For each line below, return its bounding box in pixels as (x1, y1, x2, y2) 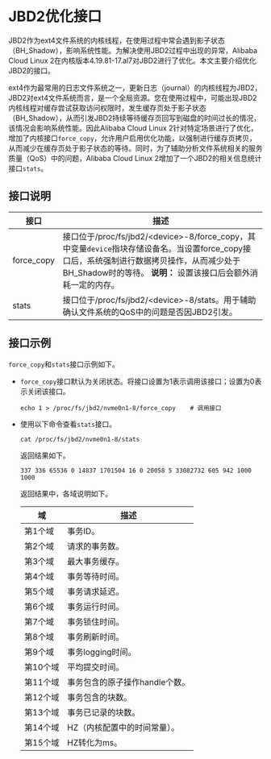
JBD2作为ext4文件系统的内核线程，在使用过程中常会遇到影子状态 (8, 35, 225, 45)
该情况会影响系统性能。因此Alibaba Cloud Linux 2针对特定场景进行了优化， (8, 122, 258, 133)
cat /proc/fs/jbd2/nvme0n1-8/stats (19, 435, 140, 443)
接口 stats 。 (8, 163, 48, 173)
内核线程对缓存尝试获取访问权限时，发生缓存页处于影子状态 (8, 102, 206, 113)
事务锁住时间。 (67, 616, 124, 627)
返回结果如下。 (19, 450, 70, 460)
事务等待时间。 (67, 570, 124, 582)
